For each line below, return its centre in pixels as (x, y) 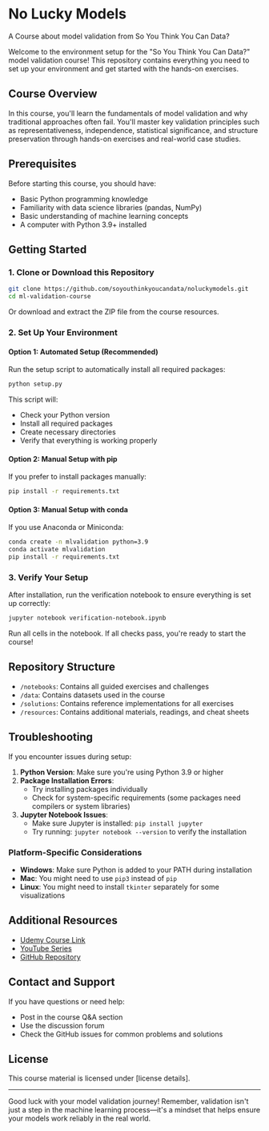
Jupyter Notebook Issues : (64, 814)
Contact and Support (62, 982)
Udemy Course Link (52, 939)
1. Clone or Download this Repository (81, 272)
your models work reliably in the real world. (80, 1118)
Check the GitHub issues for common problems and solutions (121, 1034)
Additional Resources (63, 921)
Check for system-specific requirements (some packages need (136, 798)
